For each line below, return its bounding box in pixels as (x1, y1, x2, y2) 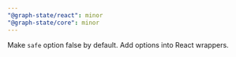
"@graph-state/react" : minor (7, 11, 103, 20)
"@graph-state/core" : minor (7, 19, 100, 27)
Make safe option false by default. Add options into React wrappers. (7, 40, 230, 49)
